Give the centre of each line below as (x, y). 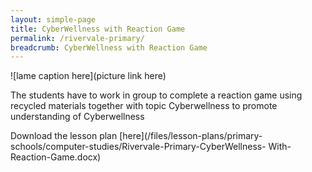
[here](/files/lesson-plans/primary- (191, 136)
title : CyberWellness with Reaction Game (98, 29)
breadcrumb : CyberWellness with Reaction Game (109, 47)
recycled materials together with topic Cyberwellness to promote (144, 106)
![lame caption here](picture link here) (88, 76)
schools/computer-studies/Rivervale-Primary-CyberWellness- (138, 147)
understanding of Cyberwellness (77, 117)
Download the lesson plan (64, 136)
